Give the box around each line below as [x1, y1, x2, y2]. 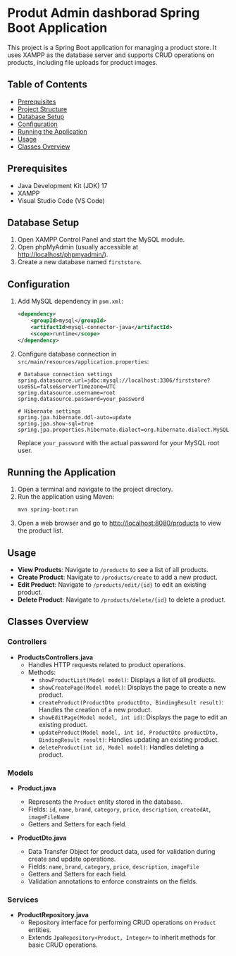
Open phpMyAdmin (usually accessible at [17, 243, 139, 252]
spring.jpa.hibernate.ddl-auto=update [17, 414, 132, 421]
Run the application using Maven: [17, 492, 115, 501]
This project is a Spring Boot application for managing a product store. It [7, 43, 217, 51]
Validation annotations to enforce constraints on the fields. [27, 877, 198, 886]
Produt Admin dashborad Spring [7, 5, 200, 21]
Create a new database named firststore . [17, 258, 142, 266]
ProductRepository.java [17, 911, 89, 919]
